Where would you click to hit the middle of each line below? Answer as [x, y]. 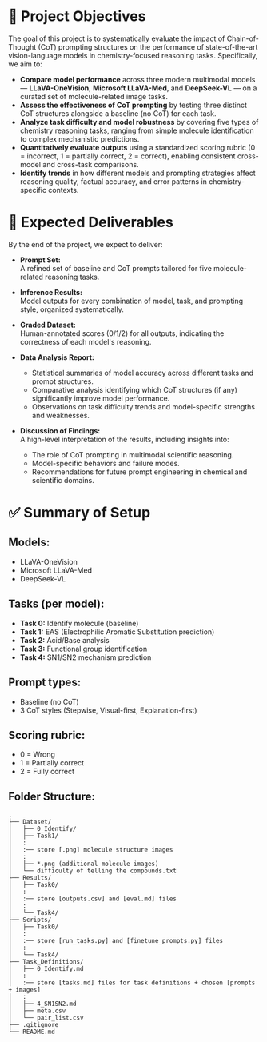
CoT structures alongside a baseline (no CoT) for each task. [118, 113]
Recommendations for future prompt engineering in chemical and [139, 472]
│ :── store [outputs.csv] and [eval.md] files [93, 899]
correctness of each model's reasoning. [86, 341]
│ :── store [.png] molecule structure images [91, 850]
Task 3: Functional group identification [84, 649]
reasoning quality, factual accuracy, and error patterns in [114, 181]
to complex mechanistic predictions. [80, 138]
